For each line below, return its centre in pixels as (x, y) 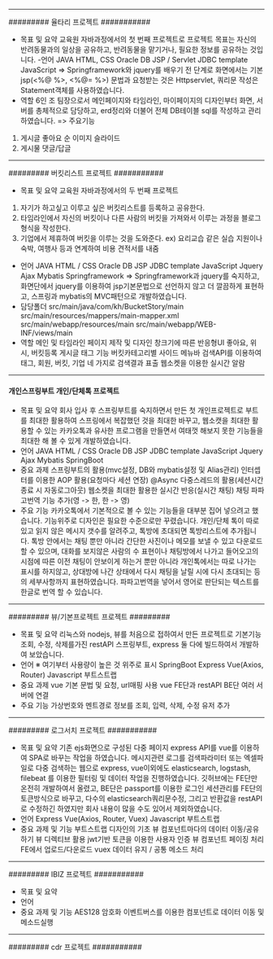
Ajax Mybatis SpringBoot (62, 460)
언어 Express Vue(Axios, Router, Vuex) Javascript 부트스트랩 (120, 819)
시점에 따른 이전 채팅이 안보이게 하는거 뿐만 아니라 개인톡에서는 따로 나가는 (139, 562)
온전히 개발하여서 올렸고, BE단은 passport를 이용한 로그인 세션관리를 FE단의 (141, 788)
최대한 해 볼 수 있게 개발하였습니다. (76, 441)
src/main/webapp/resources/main (77, 324)
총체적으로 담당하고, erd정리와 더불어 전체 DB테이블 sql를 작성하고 (141, 110)
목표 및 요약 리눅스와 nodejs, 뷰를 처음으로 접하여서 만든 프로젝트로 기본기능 (141, 634)
